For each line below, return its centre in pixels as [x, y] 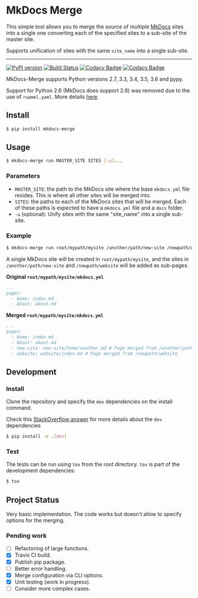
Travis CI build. [33, 555]
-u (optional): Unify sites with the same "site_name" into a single [93, 214]
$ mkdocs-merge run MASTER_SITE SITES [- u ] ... [64, 161]
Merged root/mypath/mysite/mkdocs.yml [55, 315]
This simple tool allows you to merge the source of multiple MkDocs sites [95, 27]
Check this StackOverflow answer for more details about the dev [84, 419]
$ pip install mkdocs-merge [41, 129]
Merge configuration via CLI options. [59, 575]
